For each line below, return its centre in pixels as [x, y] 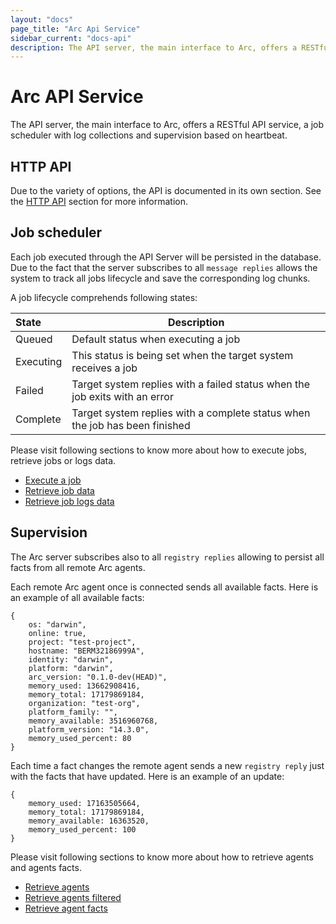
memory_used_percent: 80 [80, 738]
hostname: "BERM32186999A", [86, 651]
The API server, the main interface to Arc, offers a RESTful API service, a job [167, 125]
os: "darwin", [57, 624]
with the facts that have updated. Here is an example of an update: [147, 776]
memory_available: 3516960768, [93, 721]
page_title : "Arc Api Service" [75, 29]
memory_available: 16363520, [89, 821]
